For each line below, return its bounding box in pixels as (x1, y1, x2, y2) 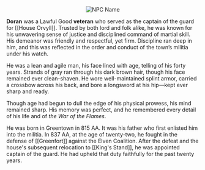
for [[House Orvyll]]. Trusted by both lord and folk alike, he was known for (6, 24, 193, 31)
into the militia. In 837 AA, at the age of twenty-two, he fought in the (6, 131, 177, 138)
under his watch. (6, 50, 49, 57)
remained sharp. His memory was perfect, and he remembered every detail (6, 106, 196, 113)
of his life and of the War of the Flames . (6, 113, 106, 119)
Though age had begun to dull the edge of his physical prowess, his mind (6, 100, 192, 107)
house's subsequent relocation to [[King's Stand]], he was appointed (6, 144, 181, 151)
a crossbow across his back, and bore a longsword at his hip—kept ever (6, 82, 188, 88)
